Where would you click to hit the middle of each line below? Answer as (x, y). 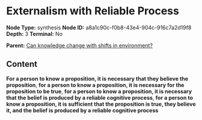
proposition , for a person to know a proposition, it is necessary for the (95, 85)
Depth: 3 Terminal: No (35, 33)
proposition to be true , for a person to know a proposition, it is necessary (99, 91)
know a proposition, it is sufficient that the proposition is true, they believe (101, 104)
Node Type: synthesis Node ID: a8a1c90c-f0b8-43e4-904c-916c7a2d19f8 (99, 27)
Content (22, 64)
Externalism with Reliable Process (93, 11)
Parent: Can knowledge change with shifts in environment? (80, 45)
